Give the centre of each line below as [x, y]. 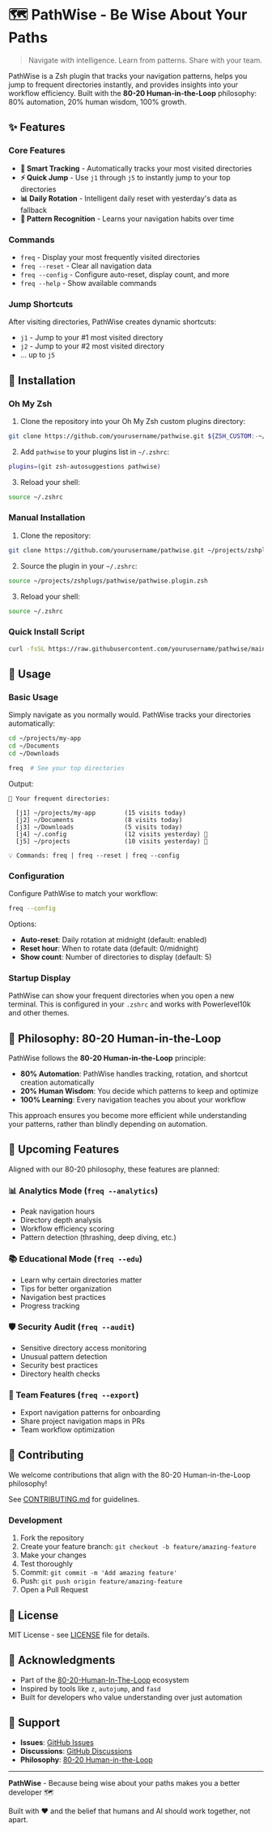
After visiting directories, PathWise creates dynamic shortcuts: [113, 322]
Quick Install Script [47, 632]
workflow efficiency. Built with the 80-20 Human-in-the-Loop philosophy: [133, 93]
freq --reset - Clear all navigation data [86, 266]
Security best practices [59, 1365]
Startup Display [40, 977]
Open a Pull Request [54, 1590]
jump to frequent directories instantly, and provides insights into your [123, 84]
